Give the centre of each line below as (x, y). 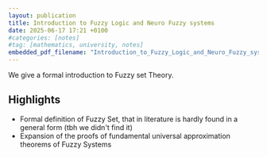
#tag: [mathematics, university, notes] (76, 45)
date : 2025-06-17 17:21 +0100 (58, 30)
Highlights (35, 100)
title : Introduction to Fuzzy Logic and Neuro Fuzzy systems (112, 23)
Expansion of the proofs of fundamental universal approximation (125, 136)
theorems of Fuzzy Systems (66, 144)
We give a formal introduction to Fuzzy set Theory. (91, 75)
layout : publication (43, 15)
